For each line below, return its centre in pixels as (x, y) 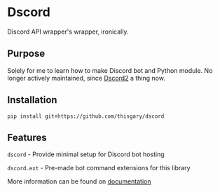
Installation (32, 100)
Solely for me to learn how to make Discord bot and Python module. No (110, 70)
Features (27, 137)
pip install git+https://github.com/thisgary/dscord (86, 116)
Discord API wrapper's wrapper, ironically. (68, 32)
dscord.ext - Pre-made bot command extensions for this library (99, 168)
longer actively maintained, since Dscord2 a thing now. (87, 78)
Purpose (26, 54)
